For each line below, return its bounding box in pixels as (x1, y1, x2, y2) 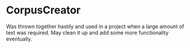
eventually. (6, 35, 32, 42)
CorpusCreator (6, 4, 81, 17)
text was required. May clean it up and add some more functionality (6, 29, 169, 36)
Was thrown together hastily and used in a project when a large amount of (6, 23, 185, 30)
